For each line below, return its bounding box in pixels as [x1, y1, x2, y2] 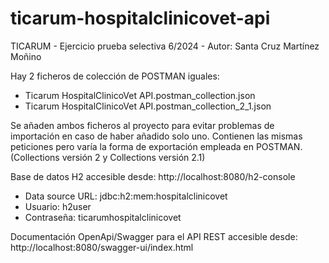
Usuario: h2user [24, 200, 92, 212]
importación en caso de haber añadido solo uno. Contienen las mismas [10, 130, 303, 142]
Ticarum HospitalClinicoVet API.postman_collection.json [24, 89, 256, 101]
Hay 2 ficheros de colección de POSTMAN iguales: [10, 70, 220, 82]
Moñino [10, 50, 42, 62]
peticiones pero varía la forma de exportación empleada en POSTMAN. [10, 140, 303, 152]
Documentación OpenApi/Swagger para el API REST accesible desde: [10, 230, 298, 242]
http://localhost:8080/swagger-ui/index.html [10, 241, 194, 253]
